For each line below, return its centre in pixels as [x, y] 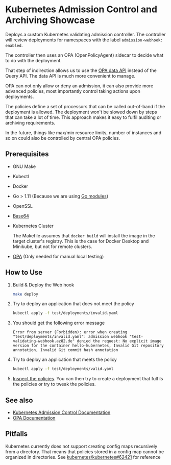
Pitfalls [17, 434]
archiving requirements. [30, 123]
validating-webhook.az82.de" [44, 341]
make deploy [25, 294]
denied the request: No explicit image [119, 341]
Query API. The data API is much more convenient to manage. [70, 76]
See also [19, 400]
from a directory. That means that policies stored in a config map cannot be [85, 451]
